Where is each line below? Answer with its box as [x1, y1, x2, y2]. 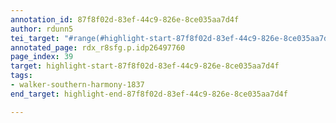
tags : [10, 71, 33, 81]
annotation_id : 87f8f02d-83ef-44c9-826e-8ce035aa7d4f [10, 14, 240, 25]
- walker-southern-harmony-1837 [10, 80, 145, 90]
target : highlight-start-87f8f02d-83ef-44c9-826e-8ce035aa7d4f [10, 61, 280, 71]
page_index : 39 [10, 52, 74, 62]
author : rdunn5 [10, 24, 74, 34]
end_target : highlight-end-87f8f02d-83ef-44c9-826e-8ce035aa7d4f [10, 89, 288, 99]
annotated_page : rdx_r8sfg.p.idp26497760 [10, 42, 186, 53]
